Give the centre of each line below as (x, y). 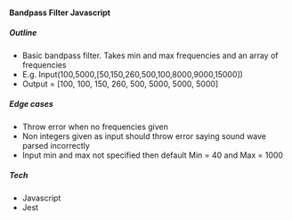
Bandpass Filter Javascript (60, 12)
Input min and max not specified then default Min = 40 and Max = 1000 (152, 155)
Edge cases (31, 104)
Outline (23, 33)
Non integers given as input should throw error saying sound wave (144, 136)
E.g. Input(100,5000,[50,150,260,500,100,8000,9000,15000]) (132, 74)
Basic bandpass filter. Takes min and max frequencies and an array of (150, 55)
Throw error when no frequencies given (95, 126)
